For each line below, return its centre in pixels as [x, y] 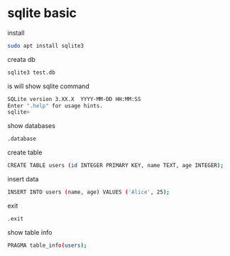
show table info [30, 232]
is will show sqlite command [49, 86]
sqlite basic [42, 13]
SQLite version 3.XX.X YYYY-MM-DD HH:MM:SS [74, 99]
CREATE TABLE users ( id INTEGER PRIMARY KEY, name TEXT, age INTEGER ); [115, 166]
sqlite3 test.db [31, 73]
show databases [31, 126]
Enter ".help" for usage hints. [55, 106]
